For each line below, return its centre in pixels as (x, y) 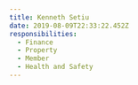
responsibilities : (43, 34)
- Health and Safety (55, 67)
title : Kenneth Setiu (49, 17)
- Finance (35, 42)
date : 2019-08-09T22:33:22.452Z (69, 26)
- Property (37, 50)
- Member (33, 58)
